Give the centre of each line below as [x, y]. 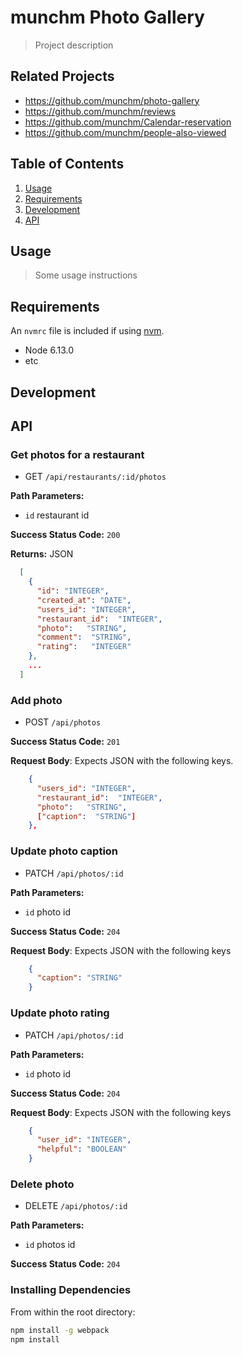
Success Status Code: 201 [65, 742]
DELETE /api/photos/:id [76, 1206]
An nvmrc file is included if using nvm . [87, 331]
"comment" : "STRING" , [84, 637]
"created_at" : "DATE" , [84, 600]
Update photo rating [60, 1013]
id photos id [50, 1245]
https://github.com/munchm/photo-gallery [112, 100]
